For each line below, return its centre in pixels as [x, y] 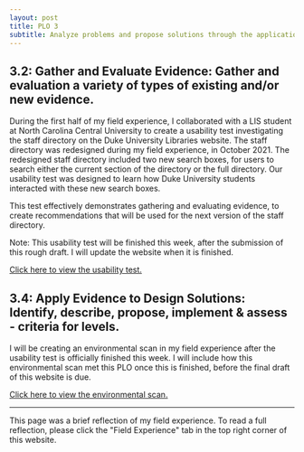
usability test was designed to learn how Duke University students [133, 179]
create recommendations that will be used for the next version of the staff [147, 216]
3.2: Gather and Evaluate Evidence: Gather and [144, 71]
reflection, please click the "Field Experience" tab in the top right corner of [148, 430]
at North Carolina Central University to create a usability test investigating [146, 131]
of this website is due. [51, 377]
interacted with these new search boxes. [85, 188]
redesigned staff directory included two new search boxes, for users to [142, 160]
